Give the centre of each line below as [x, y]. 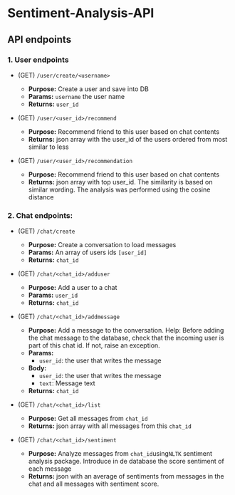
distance [41, 197]
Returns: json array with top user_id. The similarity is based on [120, 182]
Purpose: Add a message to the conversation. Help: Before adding [126, 330]
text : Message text [67, 383]
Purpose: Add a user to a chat [73, 288]
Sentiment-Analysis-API [81, 13]
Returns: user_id [53, 104]
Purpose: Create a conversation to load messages [102, 245]
